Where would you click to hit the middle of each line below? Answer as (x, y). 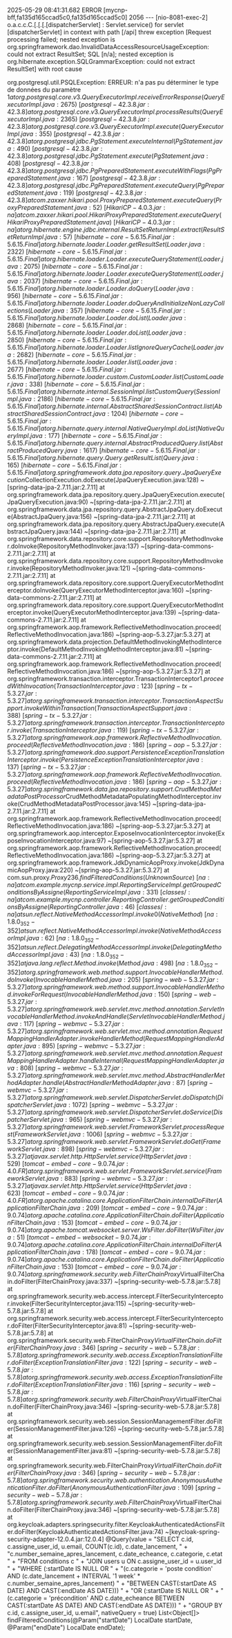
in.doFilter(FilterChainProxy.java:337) (60, 1282)
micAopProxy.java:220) (40, 870)
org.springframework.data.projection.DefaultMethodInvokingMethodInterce (115, 642)
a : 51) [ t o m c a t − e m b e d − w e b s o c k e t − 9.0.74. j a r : (79, 1238)
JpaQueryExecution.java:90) (48, 502)
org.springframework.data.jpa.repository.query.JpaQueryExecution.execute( (116, 494)
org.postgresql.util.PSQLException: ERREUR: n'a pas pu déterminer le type (113, 82)
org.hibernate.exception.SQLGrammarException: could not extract (101, 61)
